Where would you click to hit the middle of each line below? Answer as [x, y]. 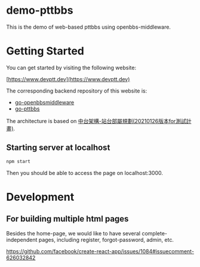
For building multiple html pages [67, 219]
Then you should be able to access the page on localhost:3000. [84, 173]
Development [40, 197]
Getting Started [45, 51]
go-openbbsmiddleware [44, 102]
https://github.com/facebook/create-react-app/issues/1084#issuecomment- [100, 251]
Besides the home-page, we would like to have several [73, 233]
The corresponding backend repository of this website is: [77, 91]
